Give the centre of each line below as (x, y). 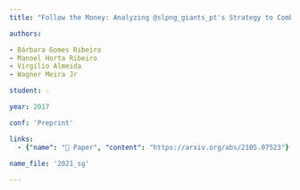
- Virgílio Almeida (46, 66)
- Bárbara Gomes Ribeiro (55, 50)
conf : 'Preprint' (42, 123)
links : (21, 139)
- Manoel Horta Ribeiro (54, 58)
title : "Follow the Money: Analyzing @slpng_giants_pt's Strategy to (142, 17)
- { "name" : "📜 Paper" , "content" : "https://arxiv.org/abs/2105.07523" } (154, 147)
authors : (25, 33)
